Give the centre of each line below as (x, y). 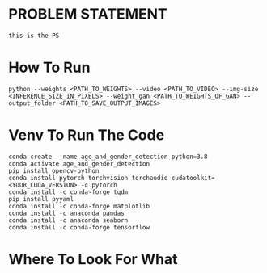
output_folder (32, 103)
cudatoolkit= (193, 178)
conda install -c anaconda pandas (67, 213)
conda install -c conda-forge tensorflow (79, 227)
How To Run (49, 67)
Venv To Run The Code (87, 135)
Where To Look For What (93, 259)
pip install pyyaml (41, 199)
